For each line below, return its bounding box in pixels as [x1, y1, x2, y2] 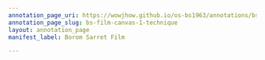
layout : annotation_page [8, 26, 90, 34]
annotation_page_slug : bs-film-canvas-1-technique [8, 19, 178, 26]
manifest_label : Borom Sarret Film [8, 33, 125, 41]
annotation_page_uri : [8, 11, 80, 19]
